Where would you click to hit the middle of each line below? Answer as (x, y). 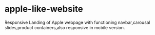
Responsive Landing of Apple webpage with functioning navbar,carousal (77, 22)
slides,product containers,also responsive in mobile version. (65, 27)
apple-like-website (44, 9)
